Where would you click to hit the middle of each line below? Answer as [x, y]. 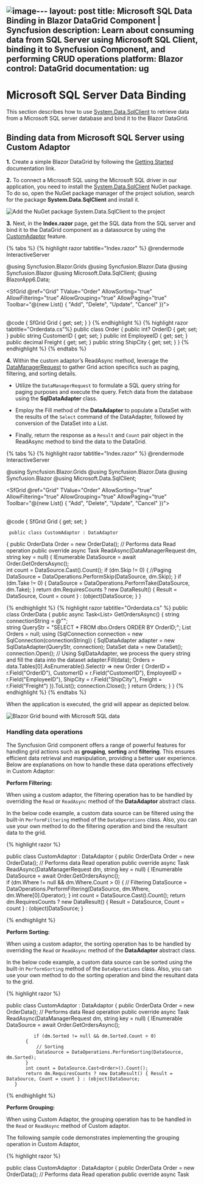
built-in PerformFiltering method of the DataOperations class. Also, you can [102, 820]
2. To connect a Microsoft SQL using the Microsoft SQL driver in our [92, 180]
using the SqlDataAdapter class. [56, 399]
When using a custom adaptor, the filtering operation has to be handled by [100, 795]
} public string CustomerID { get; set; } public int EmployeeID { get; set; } [97, 336]
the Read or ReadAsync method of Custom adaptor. [68, 1126]
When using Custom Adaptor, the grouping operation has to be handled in [99, 1119]
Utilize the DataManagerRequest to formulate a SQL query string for [97, 385]
